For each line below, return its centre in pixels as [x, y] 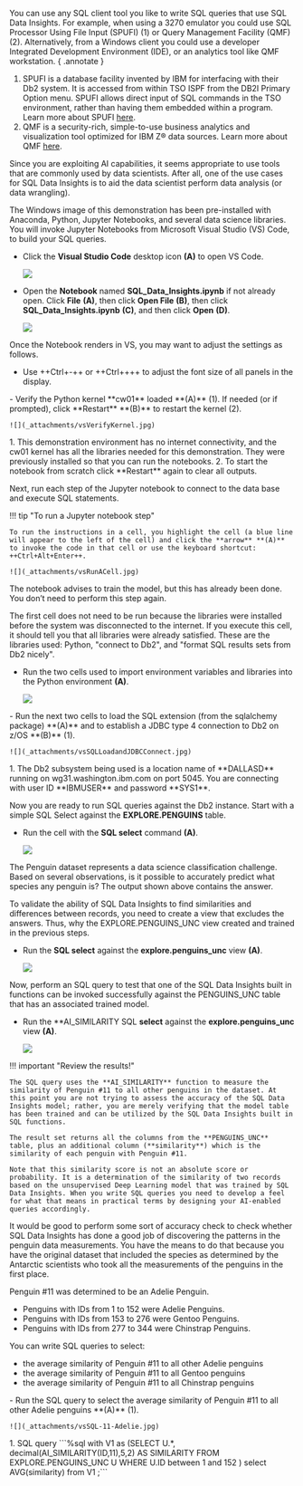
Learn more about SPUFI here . [79, 117]
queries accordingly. [50, 1209]
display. [37, 381]
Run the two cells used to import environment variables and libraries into [157, 672]
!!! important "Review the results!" [72, 1066]
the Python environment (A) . [76, 681]
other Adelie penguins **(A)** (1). [74, 1410]
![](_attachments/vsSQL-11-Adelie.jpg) [85, 1426]
